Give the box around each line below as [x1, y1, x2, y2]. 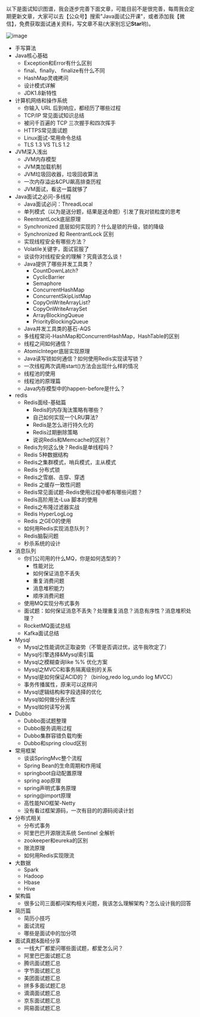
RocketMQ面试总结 [23, 622, 71, 629]
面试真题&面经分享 [14, 937, 61, 944]
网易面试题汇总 [23, 1004, 61, 1012]
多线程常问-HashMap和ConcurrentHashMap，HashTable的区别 [23, 333, 180, 339]
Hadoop [23, 873, 44, 879]
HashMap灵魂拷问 [23, 74, 69, 81]
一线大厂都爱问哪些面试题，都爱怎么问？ [23, 945, 124, 952]
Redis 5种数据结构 [23, 451, 69, 458]
